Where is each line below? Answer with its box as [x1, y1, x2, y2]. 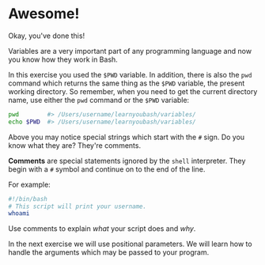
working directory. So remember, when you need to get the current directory [8, 86, 258, 96]
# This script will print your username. [8, 203, 147, 210]
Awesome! [8, 5, 80, 23]
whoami [8, 210, 30, 218]
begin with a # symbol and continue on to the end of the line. [8, 164, 206, 174]
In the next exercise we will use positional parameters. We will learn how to [8, 239, 252, 249]
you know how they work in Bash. [8, 55, 119, 64]
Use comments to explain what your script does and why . [8, 224, 196, 233]
